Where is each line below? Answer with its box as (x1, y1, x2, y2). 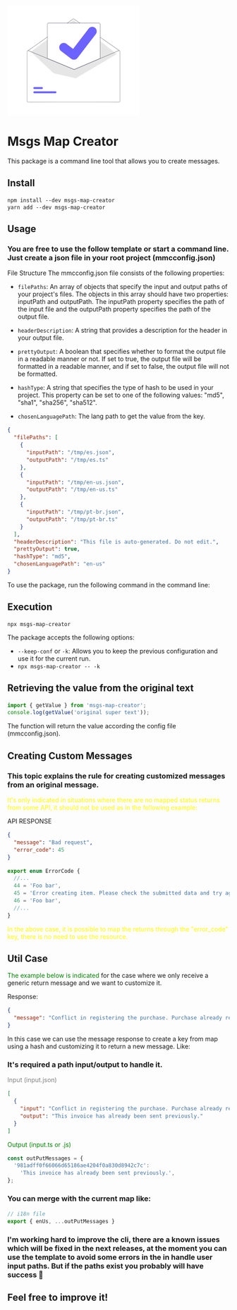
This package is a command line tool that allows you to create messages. (7, 157, 220, 165)
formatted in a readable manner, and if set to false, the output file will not (17, 362, 229, 371)
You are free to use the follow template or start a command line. (7, 244, 229, 254)
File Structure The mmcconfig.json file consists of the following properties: (7, 269, 225, 277)
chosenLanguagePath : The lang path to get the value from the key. (17, 412, 206, 421)
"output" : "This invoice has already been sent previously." (20, 1113, 203, 1120)
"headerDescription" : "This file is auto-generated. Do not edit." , (13, 538, 219, 545)
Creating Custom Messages (7, 749, 133, 761)
